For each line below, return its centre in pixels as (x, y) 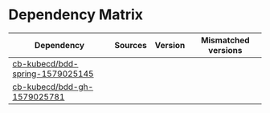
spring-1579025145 (53, 74)
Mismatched (225, 40)
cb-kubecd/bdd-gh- (53, 87)
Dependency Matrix (76, 15)
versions (225, 50)
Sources (131, 45)
